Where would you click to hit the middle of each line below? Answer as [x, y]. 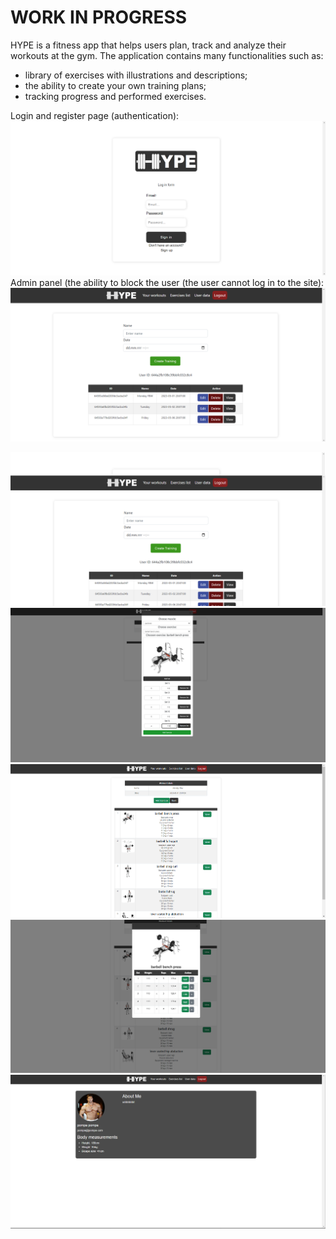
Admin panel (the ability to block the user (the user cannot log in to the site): [167, 282]
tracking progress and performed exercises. [115, 96]
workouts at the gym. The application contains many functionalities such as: [167, 55]
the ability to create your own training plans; [115, 85]
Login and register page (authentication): [95, 115]
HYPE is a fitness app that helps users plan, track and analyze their [148, 45]
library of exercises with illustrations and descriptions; [136, 75]
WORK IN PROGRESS [99, 17]
